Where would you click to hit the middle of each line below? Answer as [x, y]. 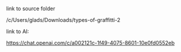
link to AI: [18, 31]
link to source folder [31, 9]
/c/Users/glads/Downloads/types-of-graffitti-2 [63, 20]
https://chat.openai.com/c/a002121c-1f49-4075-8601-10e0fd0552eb [90, 43]
